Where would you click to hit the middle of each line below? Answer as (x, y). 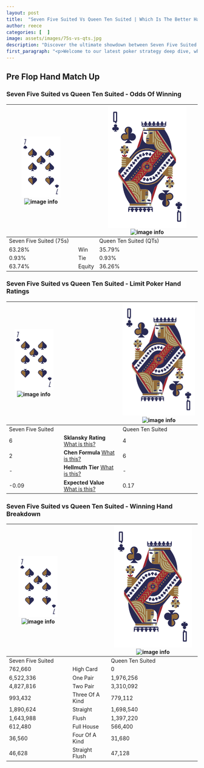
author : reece (24, 26)
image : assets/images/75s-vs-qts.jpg (54, 39)
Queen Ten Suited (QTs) (129, 241)
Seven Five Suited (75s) (39, 241)
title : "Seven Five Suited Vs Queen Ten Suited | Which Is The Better (99, 19)
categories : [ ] (28, 32)
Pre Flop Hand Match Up (53, 77)
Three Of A (86, 695)
